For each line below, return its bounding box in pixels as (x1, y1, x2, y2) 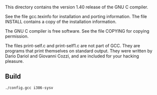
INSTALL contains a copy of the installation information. (5, 19, 117, 24)
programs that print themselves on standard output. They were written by (5, 48, 153, 54)
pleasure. (5, 58, 24, 64)
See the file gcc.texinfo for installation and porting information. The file (5, 14, 147, 19)
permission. (5, 34, 29, 39)
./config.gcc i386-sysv (5, 85, 54, 90)
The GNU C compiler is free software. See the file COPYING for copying (5, 28, 150, 34)
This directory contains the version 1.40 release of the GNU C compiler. (5, 4, 149, 10)
